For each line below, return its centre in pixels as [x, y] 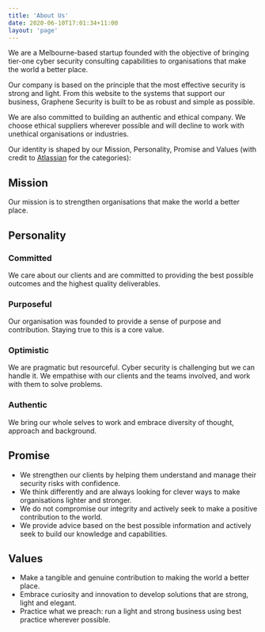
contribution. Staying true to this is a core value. [86, 330]
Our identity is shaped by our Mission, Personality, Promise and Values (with [132, 149]
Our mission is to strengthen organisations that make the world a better [124, 202]
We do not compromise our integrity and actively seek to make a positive [138, 508]
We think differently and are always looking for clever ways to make [130, 492]
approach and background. [53, 431]
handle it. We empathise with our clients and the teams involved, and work [129, 376]
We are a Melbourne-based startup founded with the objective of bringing [129, 53]
